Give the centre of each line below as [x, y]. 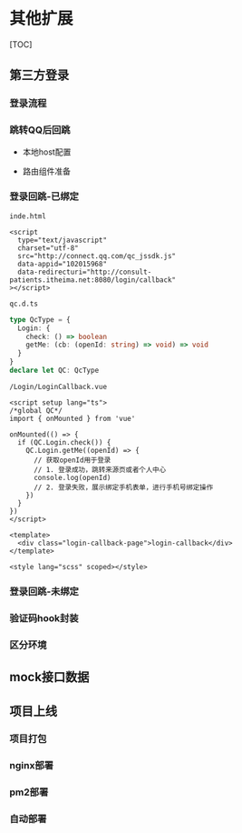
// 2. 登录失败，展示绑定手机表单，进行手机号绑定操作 [123, 487]
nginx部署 [32, 766]
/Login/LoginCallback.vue [58, 386]
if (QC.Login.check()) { [64, 442]
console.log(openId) [72, 477]
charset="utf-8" [48, 248]
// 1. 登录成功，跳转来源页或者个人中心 [100, 469]
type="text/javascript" [62, 240]
